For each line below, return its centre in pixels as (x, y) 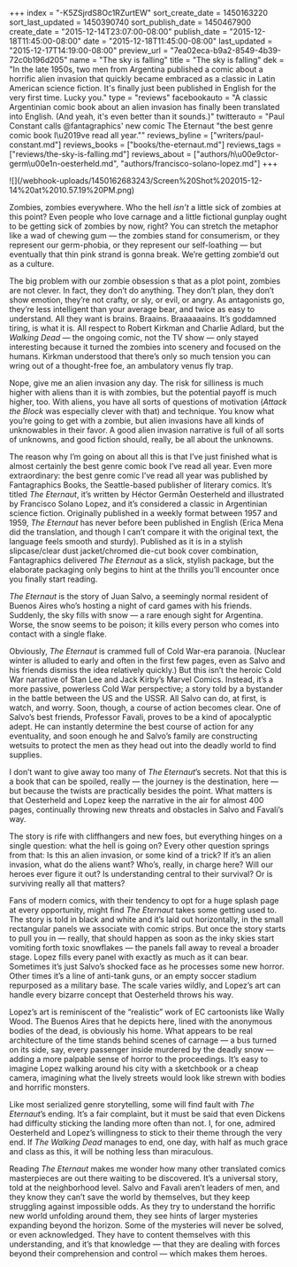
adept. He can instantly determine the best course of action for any (132, 727)
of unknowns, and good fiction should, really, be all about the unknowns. (141, 439)
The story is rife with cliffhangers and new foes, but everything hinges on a (146, 836)
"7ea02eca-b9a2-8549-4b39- (225, 51)
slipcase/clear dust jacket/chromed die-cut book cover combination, (134, 551)
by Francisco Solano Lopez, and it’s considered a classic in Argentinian (138, 504)
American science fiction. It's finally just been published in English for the (143, 88)
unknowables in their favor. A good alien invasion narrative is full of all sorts (147, 430)
